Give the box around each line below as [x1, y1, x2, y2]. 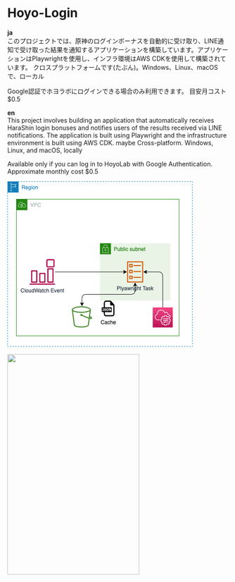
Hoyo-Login [7, 5, 78, 21]
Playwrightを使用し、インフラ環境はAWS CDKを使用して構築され [31, 54, 220, 63]
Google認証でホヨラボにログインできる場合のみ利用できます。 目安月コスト [7, 87, 227, 95]
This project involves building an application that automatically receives [7, 116, 215, 124]
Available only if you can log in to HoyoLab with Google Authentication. [7, 159, 213, 168]
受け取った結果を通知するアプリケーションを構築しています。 [19, 45, 198, 54]
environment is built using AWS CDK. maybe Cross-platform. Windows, [7, 138, 214, 147]
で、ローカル [7, 72, 44, 80]
